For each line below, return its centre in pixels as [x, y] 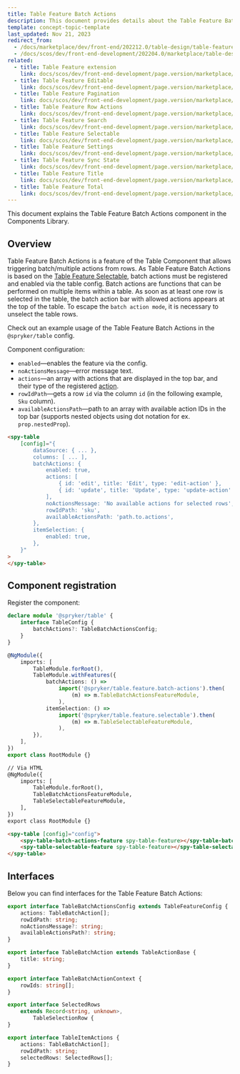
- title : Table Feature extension [65, 67]
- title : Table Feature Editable [64, 80]
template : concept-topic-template [59, 27]
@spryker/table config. [41, 336]
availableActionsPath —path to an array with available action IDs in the [122, 409]
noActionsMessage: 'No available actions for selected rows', [140, 503]
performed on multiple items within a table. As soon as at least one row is [115, 292]
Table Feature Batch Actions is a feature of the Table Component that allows [119, 261]
